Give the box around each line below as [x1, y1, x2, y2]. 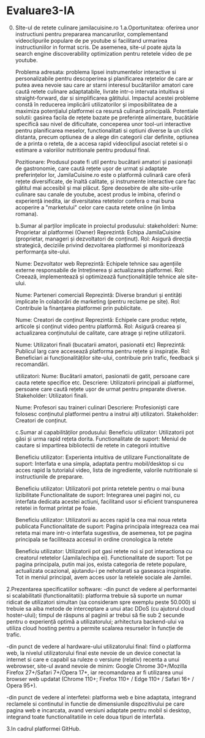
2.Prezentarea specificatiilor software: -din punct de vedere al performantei [6, 585, 197, 592]
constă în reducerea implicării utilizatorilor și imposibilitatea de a [15, 100, 177, 108]
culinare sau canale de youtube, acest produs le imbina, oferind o [15, 190, 181, 198]
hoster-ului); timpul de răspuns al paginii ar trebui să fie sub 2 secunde [6, 611, 185, 619]
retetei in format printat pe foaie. [15, 504, 97, 512]
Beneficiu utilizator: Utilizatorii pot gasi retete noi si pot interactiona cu [15, 547, 193, 554]
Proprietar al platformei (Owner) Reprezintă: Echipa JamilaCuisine [15, 228, 181, 236]
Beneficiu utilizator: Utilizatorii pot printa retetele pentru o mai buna [15, 485, 185, 492]
